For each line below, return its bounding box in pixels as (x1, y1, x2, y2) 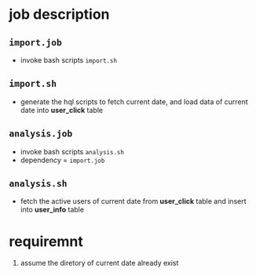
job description (9, 5, 110, 24)
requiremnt (9, 233, 83, 250)
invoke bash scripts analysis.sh (20, 147, 125, 156)
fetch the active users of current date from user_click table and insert (20, 197, 247, 206)
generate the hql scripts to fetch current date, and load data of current (20, 96, 248, 107)
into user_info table (20, 205, 85, 215)
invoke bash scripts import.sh (20, 56, 117, 64)
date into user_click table (20, 105, 104, 114)
